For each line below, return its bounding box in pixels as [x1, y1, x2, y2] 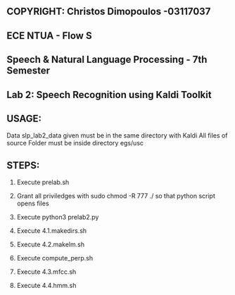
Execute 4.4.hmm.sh [16, 282, 77, 290]
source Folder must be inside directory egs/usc [6, 139, 144, 147]
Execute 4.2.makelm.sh [16, 240, 85, 249]
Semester [6, 65, 51, 77]
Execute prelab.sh [16, 178, 70, 186]
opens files [16, 199, 50, 207]
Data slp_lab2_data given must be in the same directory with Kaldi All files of [6, 131, 228, 140]
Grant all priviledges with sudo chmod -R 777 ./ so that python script [16, 192, 216, 200]
